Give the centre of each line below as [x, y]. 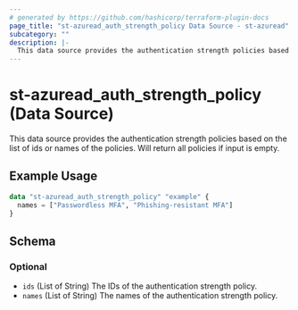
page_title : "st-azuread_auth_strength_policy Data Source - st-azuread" [149, 26]
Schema [33, 241]
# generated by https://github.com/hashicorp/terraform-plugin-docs [139, 17]
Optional [28, 266]
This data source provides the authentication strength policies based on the [148, 138]
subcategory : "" [39, 34]
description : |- [39, 42]
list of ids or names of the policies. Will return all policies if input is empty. [145, 148]
